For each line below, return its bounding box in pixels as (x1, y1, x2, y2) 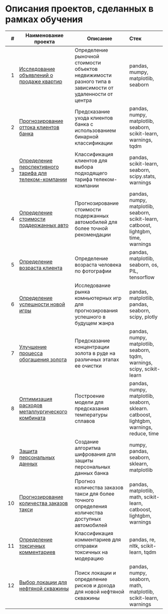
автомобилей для (74, 218, 117, 225)
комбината (19, 414, 46, 421)
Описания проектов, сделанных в (5, 3, 154, 15)
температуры (74, 411, 108, 418)
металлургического (19, 408, 67, 415)
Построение (74, 392, 105, 399)
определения (74, 503, 107, 510)
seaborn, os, (129, 261, 159, 268)
